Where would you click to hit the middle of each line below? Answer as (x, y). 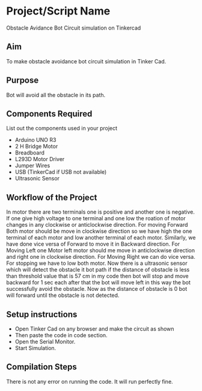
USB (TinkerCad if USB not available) (61, 172)
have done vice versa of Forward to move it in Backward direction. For (93, 244)
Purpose (23, 81)
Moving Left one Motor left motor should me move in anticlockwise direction (101, 250)
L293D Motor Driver (40, 159)
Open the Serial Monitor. (45, 342)
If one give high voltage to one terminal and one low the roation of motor (96, 218)
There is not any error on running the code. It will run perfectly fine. (90, 381)
